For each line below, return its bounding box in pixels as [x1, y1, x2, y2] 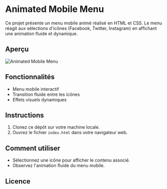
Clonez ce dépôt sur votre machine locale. [12, 124, 100, 130]
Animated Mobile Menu [5, 3, 104, 15]
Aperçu [5, 45, 29, 53]
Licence [5, 177, 31, 186]
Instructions [5, 111, 44, 119]
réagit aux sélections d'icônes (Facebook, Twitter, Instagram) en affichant [5, 25, 157, 31]
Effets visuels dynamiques [12, 96, 67, 103]
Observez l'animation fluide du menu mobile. [12, 163, 105, 169]
